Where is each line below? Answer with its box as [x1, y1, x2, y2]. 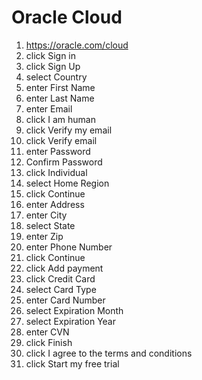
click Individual [25, 166, 88, 178]
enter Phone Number [25, 241, 113, 253]
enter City [25, 209, 68, 221]
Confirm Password [25, 156, 103, 168]
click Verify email [25, 134, 98, 146]
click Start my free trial [25, 357, 120, 370]
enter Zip [25, 230, 64, 242]
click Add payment [25, 262, 104, 274]
